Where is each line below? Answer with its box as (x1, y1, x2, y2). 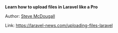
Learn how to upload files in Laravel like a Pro (5, 4, 98, 10)
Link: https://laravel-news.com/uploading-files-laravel (5, 22, 113, 28)
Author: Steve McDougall (5, 13, 55, 19)
